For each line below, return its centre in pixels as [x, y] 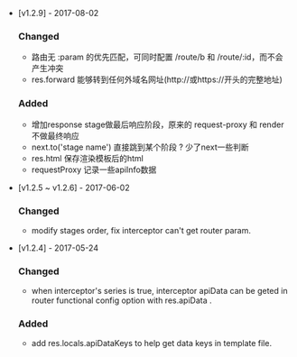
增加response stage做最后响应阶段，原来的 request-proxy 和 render [158, 124]
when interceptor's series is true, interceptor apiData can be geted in [159, 291]
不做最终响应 [55, 135]
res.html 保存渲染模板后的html [88, 158]
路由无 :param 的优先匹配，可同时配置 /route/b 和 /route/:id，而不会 [157, 57]
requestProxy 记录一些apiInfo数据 [94, 169]
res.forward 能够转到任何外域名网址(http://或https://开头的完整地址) [157, 79]
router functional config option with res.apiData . [121, 300]
